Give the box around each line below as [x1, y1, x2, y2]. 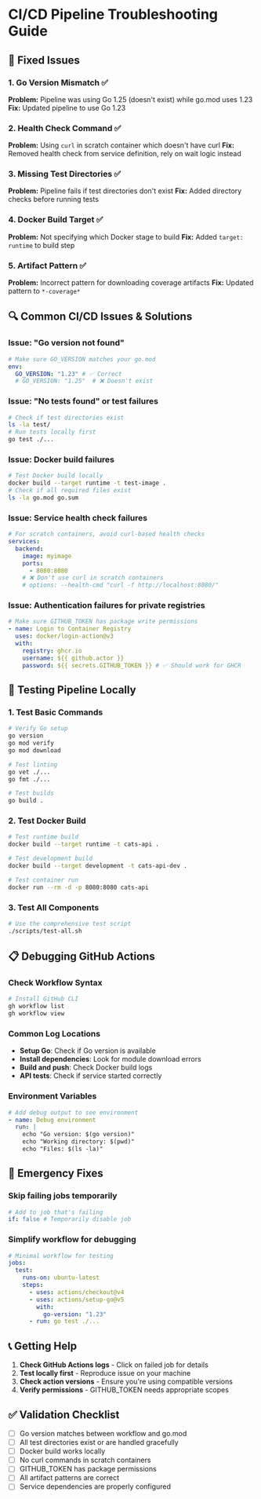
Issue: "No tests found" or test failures [8, 396, 159, 407]
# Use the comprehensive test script [8, 920, 132, 927]
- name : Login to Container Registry [8, 625, 132, 633]
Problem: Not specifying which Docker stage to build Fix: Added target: [8, 232, 245, 241]
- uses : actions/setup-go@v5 [28, 1296, 125, 1303]
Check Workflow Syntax [8, 978, 103, 989]
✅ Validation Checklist [8, 1408, 120, 1421]
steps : [22, 1281, 44, 1289]
